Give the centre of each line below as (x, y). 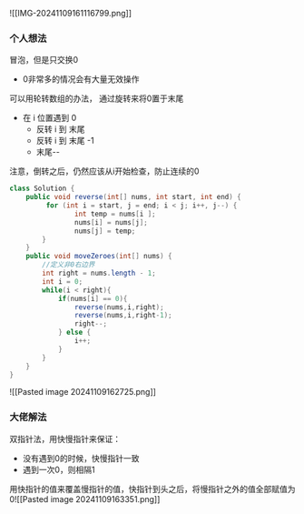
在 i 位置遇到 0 (49, 118)
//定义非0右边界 (69, 265)
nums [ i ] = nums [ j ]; (111, 222)
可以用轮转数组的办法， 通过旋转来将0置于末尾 (97, 98)
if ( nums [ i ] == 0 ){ (93, 298)
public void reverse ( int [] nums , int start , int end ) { (134, 197)
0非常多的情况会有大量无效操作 (81, 79)
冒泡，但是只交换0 (44, 60)
